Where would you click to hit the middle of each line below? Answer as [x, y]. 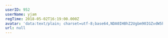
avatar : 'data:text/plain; [33, 23]
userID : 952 [17, 10]
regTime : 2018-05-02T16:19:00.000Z [42, 19]
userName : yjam [21, 14]
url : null [15, 28]
